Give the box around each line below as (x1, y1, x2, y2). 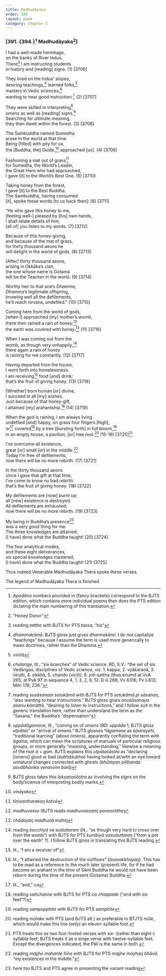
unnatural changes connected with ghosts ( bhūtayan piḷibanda (12, 759, 141, 765)
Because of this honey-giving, (5, 233, 66, 239)
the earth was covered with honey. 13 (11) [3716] (5, 325, 101, 332)
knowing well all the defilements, (5, 294, 72, 300)
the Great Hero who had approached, (5, 168, 82, 174)
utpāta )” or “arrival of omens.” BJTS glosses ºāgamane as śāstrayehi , (12, 728, 156, 734)
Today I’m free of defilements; (5, 452, 67, 458)
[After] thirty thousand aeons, (5, 258, 66, 264)
